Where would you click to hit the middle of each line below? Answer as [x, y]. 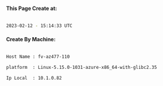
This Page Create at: [32, 8]
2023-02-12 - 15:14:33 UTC [39, 26]
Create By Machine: [31, 39]
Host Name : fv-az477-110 [38, 57]
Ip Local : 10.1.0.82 [34, 78]
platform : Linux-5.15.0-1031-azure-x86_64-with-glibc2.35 [82, 68]
